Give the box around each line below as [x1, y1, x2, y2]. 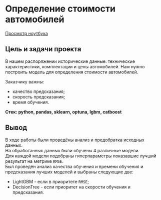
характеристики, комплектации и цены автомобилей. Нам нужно [5, 63, 145, 69]
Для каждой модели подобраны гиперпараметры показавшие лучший [5, 153, 156, 159]
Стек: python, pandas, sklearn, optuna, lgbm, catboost [5, 109, 122, 115]
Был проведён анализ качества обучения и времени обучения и [5, 163, 143, 169]
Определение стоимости [5, 3, 116, 15]
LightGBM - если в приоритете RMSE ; [12, 178, 89, 184]
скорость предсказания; [12, 93, 65, 99]
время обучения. [12, 99, 49, 105]
